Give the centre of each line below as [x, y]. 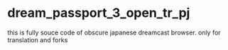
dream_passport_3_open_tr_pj [99, 13]
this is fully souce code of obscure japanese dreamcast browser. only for [114, 32]
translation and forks [38, 39]
